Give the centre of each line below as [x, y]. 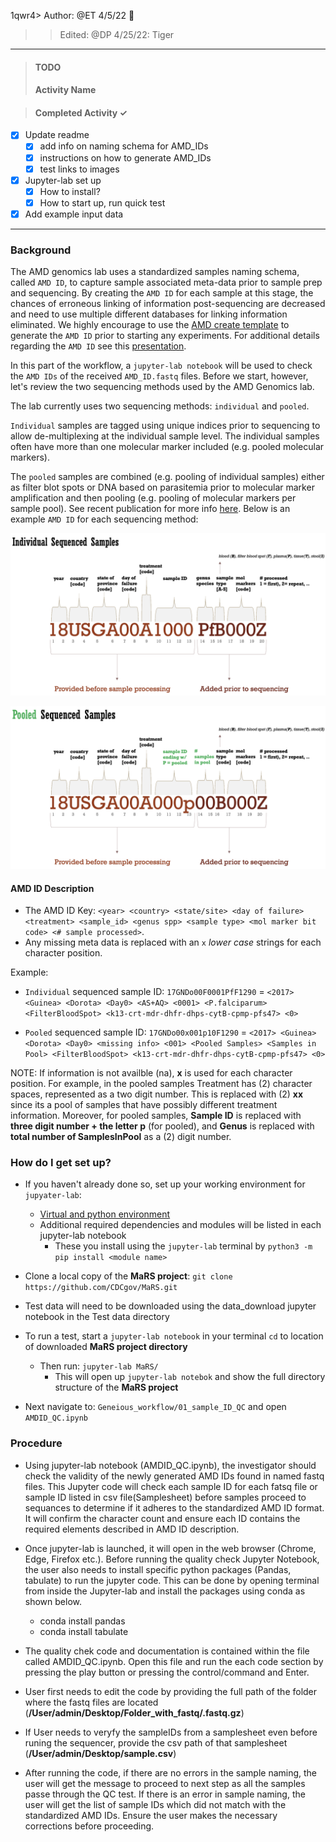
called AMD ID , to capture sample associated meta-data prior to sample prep [166, 282]
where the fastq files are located [91, 1702]
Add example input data [74, 214]
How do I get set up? [61, 1163]
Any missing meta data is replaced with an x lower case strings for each [173, 942]
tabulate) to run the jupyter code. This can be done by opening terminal [172, 1580]
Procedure [36, 1443]
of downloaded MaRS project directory [106, 1347]
